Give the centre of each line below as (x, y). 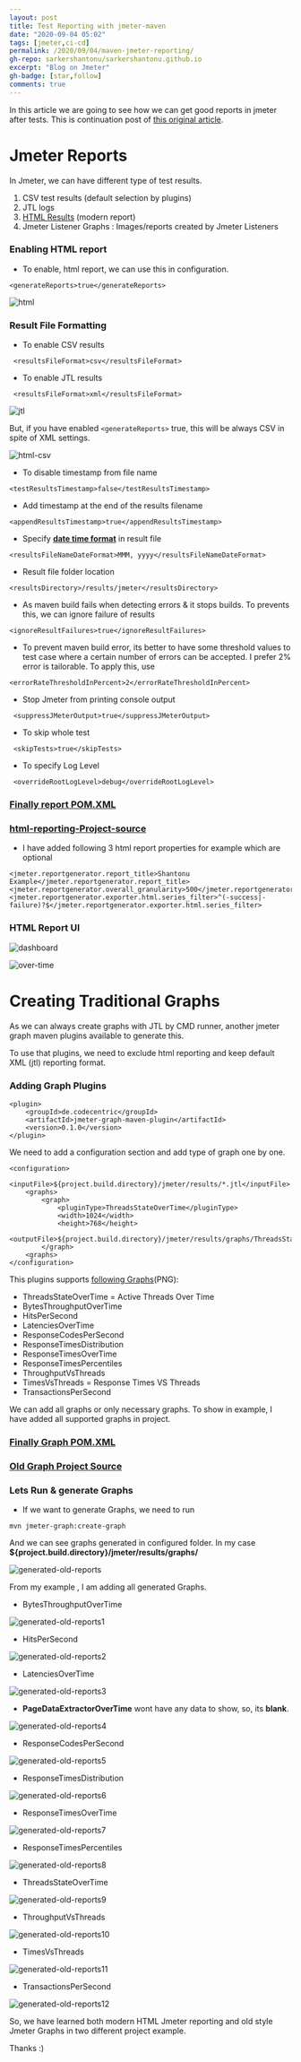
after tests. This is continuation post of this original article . (116, 119)
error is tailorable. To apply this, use (88, 667)
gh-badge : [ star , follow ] (56, 76)
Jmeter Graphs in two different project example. (98, 2031)
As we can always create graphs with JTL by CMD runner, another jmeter (145, 1026)
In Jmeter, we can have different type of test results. (106, 180)
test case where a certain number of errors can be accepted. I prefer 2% (156, 657)
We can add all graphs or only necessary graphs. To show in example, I (141, 1409)
